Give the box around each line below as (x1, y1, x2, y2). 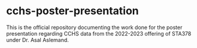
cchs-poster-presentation (6, 4, 139, 18)
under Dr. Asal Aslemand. (6, 36, 69, 43)
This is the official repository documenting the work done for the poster (6, 24, 183, 31)
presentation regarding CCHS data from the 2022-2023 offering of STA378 (6, 30, 192, 37)
